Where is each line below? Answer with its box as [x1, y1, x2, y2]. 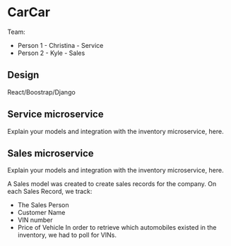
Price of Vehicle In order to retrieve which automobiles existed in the [17, 223, 217, 232]
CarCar [7, 4, 51, 20]
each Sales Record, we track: [7, 187, 93, 196]
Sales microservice [7, 147, 94, 159]
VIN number [17, 216, 53, 224]
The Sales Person [17, 201, 69, 209]
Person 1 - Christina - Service [17, 41, 104, 49]
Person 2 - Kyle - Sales [17, 49, 85, 57]
